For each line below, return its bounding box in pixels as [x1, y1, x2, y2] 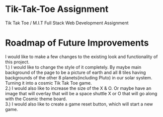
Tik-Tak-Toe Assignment [5, 3, 108, 15]
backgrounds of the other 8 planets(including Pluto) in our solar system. [5, 74, 153, 80]
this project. [5, 58, 30, 65]
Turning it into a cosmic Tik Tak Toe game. [5, 80, 92, 86]
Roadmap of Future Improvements [5, 37, 149, 49]
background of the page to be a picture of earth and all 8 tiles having [5, 69, 146, 75]
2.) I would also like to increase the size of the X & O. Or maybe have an [5, 85, 152, 91]
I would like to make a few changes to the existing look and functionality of [5, 54, 158, 59]
